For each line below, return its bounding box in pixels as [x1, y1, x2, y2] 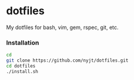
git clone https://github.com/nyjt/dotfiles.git [6, 57, 129, 63]
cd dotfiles [6, 63, 36, 69]
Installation [6, 39, 40, 47]
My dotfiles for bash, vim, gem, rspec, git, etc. [6, 24, 119, 31]
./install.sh [6, 68, 39, 75]
